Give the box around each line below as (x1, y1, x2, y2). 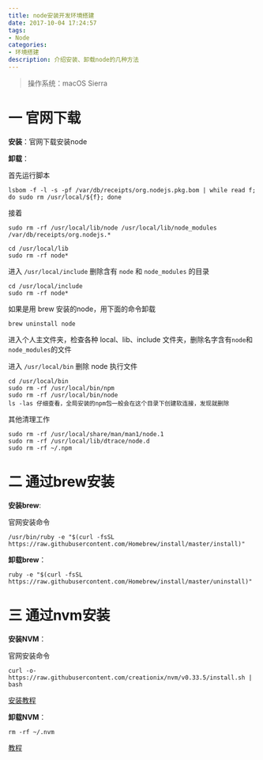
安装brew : (8, 500, 42, 510)
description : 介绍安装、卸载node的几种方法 (8, 56, 140, 64)
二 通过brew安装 (8, 473, 115, 491)
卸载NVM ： (8, 712, 47, 721)
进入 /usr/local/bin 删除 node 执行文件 (8, 361, 138, 370)
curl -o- (8, 667, 37, 674)
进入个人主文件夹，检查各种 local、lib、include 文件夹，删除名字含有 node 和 (8, 334, 254, 344)
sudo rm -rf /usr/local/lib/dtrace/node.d (8, 437, 150, 445)
